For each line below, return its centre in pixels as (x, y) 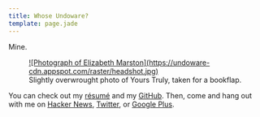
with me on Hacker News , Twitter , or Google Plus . (91, 104)
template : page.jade (43, 24)
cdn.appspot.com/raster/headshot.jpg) (93, 71)
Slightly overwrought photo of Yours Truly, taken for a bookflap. (135, 80)
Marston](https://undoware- (163, 63)
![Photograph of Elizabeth (71, 63)
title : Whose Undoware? (49, 16)
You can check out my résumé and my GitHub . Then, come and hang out (130, 95)
